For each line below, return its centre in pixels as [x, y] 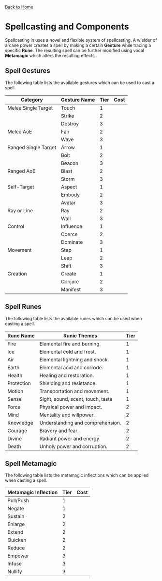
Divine [15, 438]
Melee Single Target [30, 108]
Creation [17, 273]
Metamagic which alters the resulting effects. [51, 55]
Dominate [72, 242]
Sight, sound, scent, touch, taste [76, 399]
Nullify [15, 572]
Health [15, 375]
